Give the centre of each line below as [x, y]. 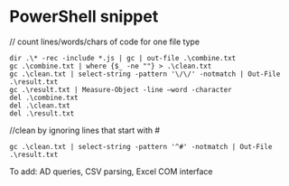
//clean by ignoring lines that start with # [85, 130]
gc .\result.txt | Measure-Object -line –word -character [121, 89]
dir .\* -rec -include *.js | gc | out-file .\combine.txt [123, 58]
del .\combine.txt [44, 98]
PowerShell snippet [84, 17]
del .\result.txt [42, 113]
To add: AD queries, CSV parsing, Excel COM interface [112, 171]
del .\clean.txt [40, 106]
